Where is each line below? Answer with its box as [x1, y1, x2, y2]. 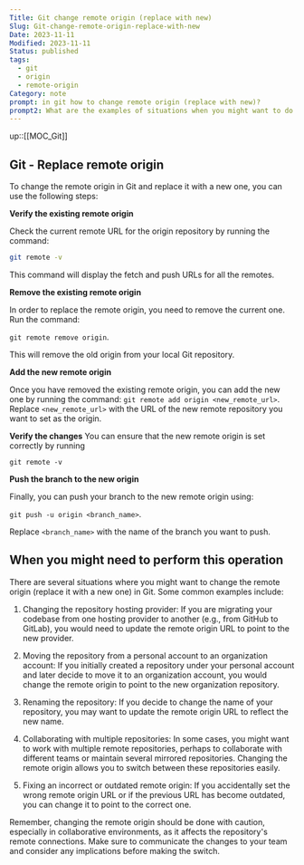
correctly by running [9, 440, 86, 451]
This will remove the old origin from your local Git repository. [9, 349, 235, 360]
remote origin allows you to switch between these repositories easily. [22, 762, 280, 773]
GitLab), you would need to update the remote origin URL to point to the [22, 622, 290, 634]
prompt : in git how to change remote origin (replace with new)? [9, 97, 261, 107]
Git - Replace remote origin [9, 157, 165, 172]
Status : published [9, 47, 79, 56]
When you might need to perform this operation [9, 553, 284, 568]
